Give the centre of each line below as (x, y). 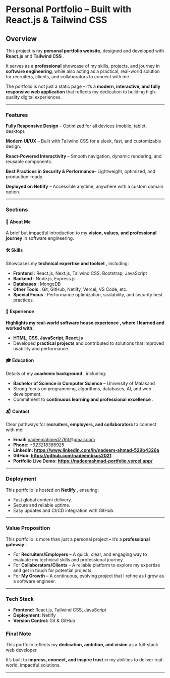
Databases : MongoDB (37, 284)
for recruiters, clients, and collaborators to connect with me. (68, 76)
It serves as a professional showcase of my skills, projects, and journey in (83, 66)
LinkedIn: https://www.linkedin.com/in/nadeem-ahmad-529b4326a (86, 450)
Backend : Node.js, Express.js (44, 278)
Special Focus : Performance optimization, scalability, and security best (88, 294)
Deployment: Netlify (34, 615)
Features (17, 115)
